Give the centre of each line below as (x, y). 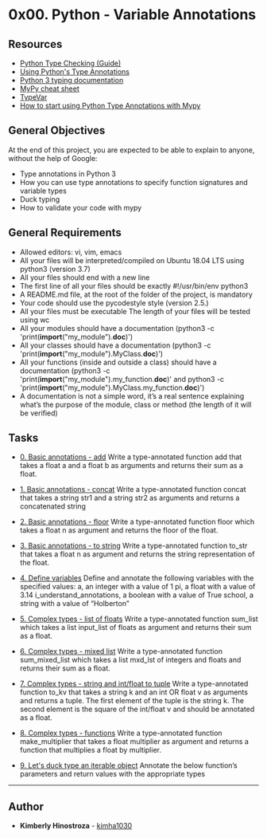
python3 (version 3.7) (55, 269)
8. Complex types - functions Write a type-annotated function (121, 733)
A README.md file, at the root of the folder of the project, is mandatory (136, 294)
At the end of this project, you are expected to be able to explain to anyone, (132, 150)
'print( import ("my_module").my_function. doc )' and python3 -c (122, 379)
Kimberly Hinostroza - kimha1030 (76, 826)
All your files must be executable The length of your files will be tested (135, 311)
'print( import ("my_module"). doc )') (76, 336)
